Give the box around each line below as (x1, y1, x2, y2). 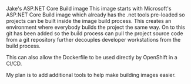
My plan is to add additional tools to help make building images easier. (6, 72, 176, 78)
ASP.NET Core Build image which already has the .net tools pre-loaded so (6, 11, 185, 18)
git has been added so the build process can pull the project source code (6, 30, 183, 37)
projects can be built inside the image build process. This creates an (6, 18, 172, 24)
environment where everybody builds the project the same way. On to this (6, 23, 185, 31)
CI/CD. (6, 60, 22, 67)
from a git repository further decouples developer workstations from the (6, 36, 181, 43)
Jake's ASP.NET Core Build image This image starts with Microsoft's (6, 5, 172, 12)
